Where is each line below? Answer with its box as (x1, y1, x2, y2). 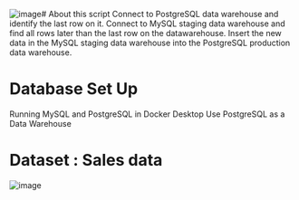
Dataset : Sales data (9, 150, 163, 171)
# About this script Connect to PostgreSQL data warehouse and (41, 9, 279, 19)
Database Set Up (9, 79, 139, 100)
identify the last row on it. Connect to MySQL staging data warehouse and (9, 18, 285, 29)
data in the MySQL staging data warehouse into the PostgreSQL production (9, 37, 291, 48)
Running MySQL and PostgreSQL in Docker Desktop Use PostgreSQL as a (9, 109, 285, 119)
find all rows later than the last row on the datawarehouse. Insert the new (9, 28, 283, 38)
